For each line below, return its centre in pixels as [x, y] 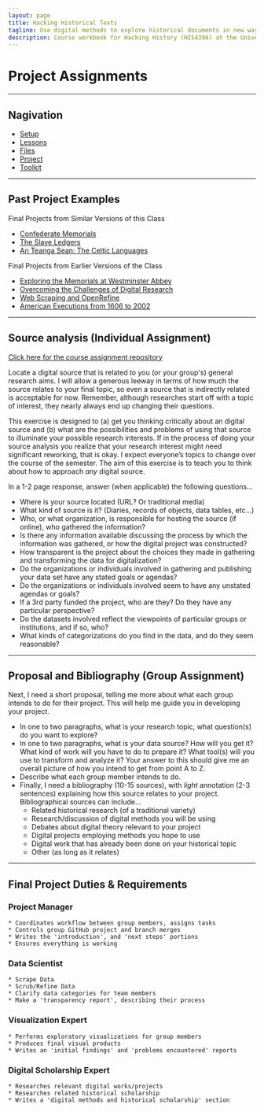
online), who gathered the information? [82, 526]
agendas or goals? [49, 593]
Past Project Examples [64, 199]
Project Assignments [78, 76]
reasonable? [40, 644]
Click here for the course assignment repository [86, 357]
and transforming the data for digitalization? [90, 560]
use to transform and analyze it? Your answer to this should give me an [134, 760]
